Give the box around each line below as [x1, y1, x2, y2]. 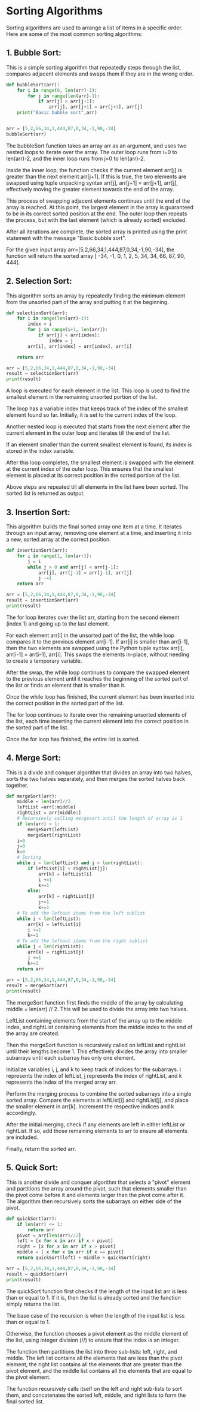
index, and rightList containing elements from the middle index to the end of [6, 1024, 193, 1031]
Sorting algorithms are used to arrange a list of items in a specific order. [6, 24, 183, 31]
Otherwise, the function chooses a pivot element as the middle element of [6, 1330, 188, 1337]
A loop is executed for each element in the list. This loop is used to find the [6, 387, 190, 394]
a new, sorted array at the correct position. [6, 536, 112, 543]
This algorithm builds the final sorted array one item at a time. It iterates [6, 523, 182, 530]
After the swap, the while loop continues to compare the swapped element [6, 669, 190, 676]
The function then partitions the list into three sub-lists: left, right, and [6, 1348, 177, 1355]
